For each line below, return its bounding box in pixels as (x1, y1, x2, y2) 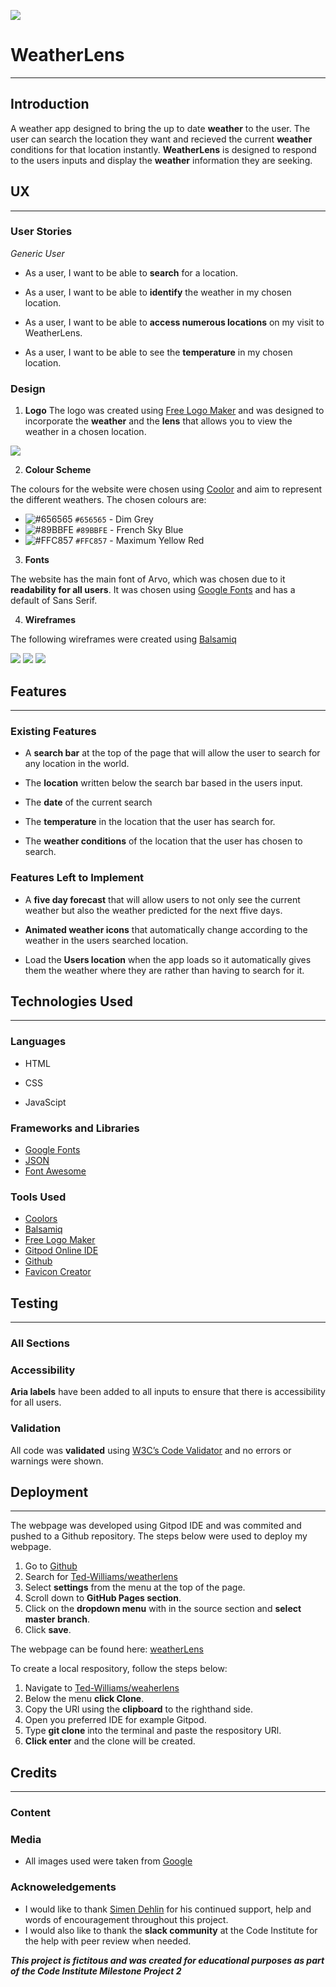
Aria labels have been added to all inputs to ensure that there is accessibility (10, 1386, 326, 1398)
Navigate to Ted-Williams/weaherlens (24, 1682, 180, 1694)
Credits (10, 1764, 58, 1781)
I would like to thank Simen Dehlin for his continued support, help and (24, 1903, 312, 1915)
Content (10, 1806, 52, 1820)
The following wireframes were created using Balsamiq (10, 633, 237, 645)
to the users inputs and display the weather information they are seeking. (10, 154, 313, 166)
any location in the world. (24, 758, 130, 770)
